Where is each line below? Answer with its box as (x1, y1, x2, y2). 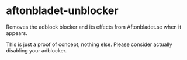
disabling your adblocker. (6, 47, 67, 54)
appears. (6, 29, 27, 36)
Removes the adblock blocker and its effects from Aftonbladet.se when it (6, 23, 182, 30)
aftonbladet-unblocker (6, 4, 119, 17)
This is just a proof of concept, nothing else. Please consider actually (6, 41, 172, 48)
